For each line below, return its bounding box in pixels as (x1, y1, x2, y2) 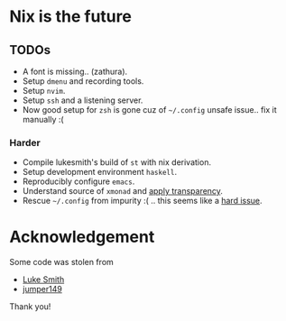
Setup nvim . (22, 86, 66, 96)
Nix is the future (9, 6, 133, 27)
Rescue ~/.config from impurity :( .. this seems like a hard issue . (22, 196, 263, 206)
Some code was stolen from (9, 257, 115, 268)
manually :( (22, 115, 65, 124)
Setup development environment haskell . (22, 167, 178, 178)
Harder (9, 136, 41, 149)
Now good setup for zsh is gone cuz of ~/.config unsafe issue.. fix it (22, 105, 277, 115)
